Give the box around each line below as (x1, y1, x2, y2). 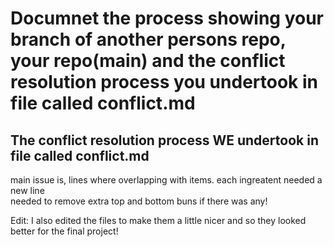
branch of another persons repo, (10, 28, 287, 51)
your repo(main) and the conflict (10, 50, 286, 72)
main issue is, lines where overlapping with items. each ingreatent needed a (10, 174, 323, 186)
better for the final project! (10, 225, 119, 237)
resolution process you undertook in (10, 71, 318, 94)
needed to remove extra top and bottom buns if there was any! (10, 195, 268, 207)
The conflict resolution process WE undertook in (10, 132, 319, 149)
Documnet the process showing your (10, 7, 325, 30)
